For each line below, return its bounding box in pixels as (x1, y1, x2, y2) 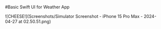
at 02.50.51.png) (18, 19, 51, 24)
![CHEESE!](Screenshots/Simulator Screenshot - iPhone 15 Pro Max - (5, 14, 143, 19)
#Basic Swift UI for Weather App (5, 4, 70, 10)
